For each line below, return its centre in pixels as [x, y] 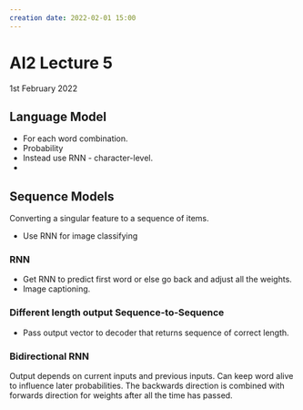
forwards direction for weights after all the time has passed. [121, 395]
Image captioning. [56, 289]
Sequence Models [62, 196]
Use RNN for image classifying [80, 236]
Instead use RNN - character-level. [88, 158]
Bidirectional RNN [49, 356]
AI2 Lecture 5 [61, 62]
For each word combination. [76, 138]
